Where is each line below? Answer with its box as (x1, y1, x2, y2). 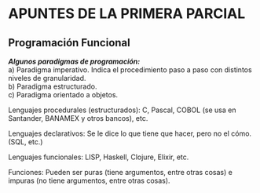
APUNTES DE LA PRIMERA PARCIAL (8, 5, 246, 23)
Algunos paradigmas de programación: (8, 56, 141, 66)
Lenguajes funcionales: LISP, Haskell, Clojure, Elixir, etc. (8, 152, 189, 162)
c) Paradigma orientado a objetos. (8, 90, 119, 99)
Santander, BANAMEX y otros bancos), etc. (8, 114, 148, 122)
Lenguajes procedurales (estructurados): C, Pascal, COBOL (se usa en (8, 105, 236, 115)
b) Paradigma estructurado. (8, 82, 97, 91)
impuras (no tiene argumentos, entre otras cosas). (8, 176, 170, 185)
